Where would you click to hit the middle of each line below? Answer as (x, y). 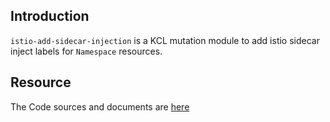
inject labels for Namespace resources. (86, 51)
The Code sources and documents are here (100, 106)
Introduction (50, 16)
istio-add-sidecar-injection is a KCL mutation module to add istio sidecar (165, 40)
